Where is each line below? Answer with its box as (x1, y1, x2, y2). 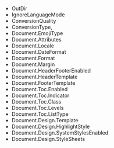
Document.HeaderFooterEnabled (11, 67, 91, 74)
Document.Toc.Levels (11, 105, 64, 111)
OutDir (11, 5, 28, 12)
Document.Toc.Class (11, 98, 62, 105)
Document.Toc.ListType (11, 111, 69, 118)
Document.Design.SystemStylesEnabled (11, 129, 109, 136)
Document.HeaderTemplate (11, 73, 78, 80)
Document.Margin (11, 61, 55, 68)
